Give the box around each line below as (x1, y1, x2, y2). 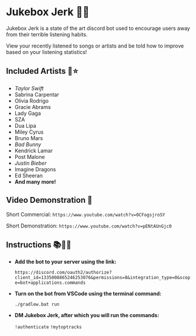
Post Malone (14, 153, 45, 160)
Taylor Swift (14, 84, 44, 91)
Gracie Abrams (14, 103, 51, 110)
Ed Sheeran (14, 172, 43, 179)
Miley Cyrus (14, 128, 44, 135)
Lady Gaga (14, 110, 41, 117)
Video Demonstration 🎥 (6, 195, 92, 205)
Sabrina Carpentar (14, 91, 60, 98)
